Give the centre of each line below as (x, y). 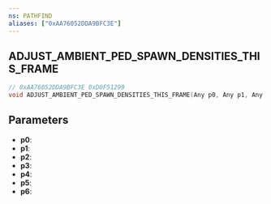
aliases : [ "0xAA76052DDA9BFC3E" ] (65, 23)
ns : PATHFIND (30, 16)
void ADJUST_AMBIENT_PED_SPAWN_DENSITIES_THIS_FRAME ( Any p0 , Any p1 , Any (136, 95)
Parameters (39, 120)
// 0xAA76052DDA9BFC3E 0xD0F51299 (67, 87)
